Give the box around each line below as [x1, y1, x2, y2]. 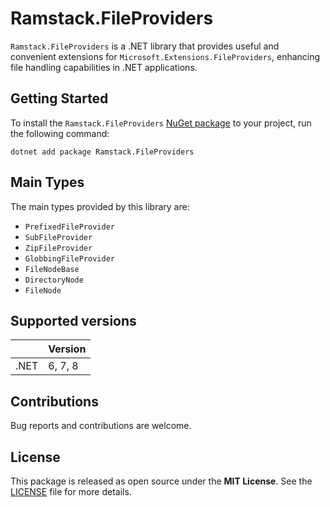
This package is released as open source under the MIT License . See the [10, 475, 313, 487]
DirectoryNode [24, 275, 84, 285]
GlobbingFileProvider [24, 253, 115, 264]
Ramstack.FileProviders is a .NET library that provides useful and [10, 40, 280, 52]
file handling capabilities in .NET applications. [10, 61, 198, 73]
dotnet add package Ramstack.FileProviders [10, 147, 195, 157]
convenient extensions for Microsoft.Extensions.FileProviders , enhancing [10, 50, 321, 62]
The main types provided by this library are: [10, 200, 190, 212]
